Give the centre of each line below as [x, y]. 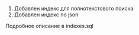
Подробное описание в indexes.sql [50, 26]
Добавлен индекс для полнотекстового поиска [74, 8]
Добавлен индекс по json [46, 15]
